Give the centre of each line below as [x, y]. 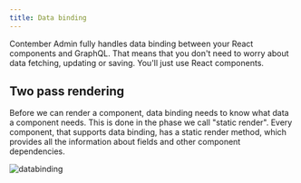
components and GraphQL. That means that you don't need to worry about [149, 53]
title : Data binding [49, 18]
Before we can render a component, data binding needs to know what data [149, 113]
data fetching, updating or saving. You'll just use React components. [137, 63]
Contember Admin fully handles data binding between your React [131, 43]
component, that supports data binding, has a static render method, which [148, 132]
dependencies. [37, 151]
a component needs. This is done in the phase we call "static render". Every [151, 122]
